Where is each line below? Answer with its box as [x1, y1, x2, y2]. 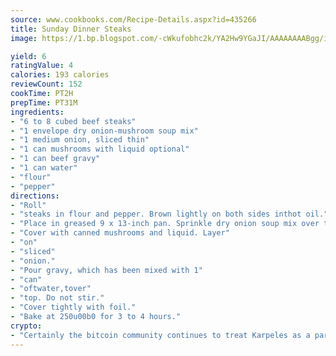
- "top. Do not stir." [10, 293, 105, 303]
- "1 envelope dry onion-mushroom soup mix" [10, 126, 199, 136]
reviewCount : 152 [10, 79, 83, 90]
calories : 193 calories [10, 70, 110, 80]
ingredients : [10, 107, 65, 117]
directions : [10, 191, 60, 201]
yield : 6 [10, 51, 47, 61]
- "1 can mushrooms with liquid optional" [10, 144, 190, 155]
